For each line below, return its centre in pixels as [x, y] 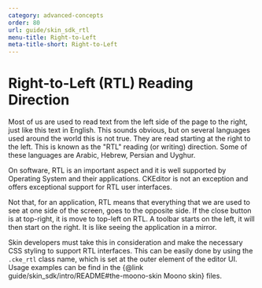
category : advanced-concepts [56, 15]
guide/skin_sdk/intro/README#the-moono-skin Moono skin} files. [115, 276]
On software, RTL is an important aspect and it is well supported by [117, 170]
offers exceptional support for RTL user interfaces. [90, 187]
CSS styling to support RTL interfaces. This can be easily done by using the [131, 251]
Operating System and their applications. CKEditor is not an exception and [128, 179]
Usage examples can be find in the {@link [76, 268]
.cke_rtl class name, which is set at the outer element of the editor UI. [123, 259]
